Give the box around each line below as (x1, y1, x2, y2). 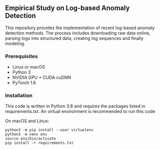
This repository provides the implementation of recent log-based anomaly (5, 25, 155, 31)
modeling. (5, 40, 26, 46)
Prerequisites (5, 53, 38, 60)
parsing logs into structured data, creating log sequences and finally (5, 35, 144, 41)
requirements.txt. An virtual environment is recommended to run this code (5, 109, 156, 114)
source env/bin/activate (5, 136, 56, 141)
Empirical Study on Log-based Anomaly (5, 4, 130, 12)
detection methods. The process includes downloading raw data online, (5, 30, 151, 36)
